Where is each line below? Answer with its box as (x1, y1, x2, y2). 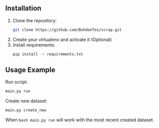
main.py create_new (5, 108, 47, 113)
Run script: (5, 79, 28, 85)
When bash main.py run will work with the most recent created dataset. (5, 117, 154, 123)
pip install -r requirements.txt (12, 52, 84, 57)
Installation (5, 4, 42, 13)
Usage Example (5, 65, 56, 74)
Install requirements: (12, 41, 56, 48)
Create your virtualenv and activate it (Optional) (12, 36, 112, 42)
